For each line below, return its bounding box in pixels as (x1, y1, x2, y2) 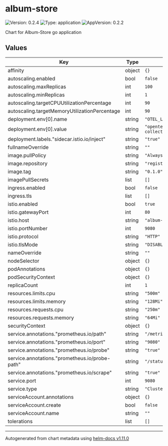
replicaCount (7, 282, 38, 289)
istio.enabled (7, 200, 38, 207)
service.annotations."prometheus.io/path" (7, 330, 106, 337)
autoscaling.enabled (7, 75, 55, 82)
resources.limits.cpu (7, 290, 55, 297)
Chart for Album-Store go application (5, 29, 81, 35)
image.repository (7, 160, 48, 167)
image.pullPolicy (7, 152, 46, 159)
